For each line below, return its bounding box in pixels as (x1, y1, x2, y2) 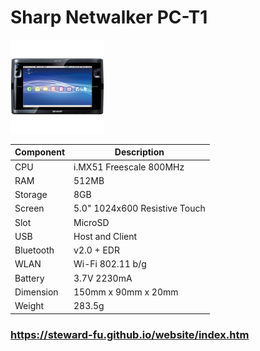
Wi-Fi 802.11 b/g (73, 258, 147, 270)
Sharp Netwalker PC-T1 (10, 6, 208, 29)
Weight (14, 300, 45, 312)
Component (14, 146, 66, 158)
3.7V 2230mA (73, 272, 133, 284)
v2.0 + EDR (73, 244, 120, 256)
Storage (14, 189, 48, 201)
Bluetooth (14, 244, 55, 256)
